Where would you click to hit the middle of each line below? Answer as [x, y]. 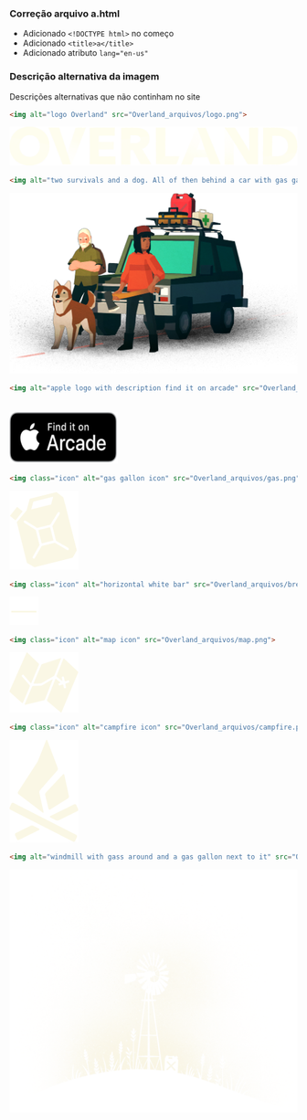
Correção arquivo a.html [65, 14]
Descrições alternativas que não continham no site [105, 96]
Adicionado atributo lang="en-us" [85, 53]
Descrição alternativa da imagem [85, 77]
